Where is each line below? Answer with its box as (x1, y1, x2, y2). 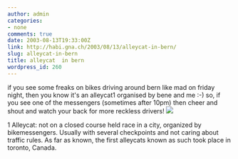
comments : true (7, 30, 53, 38)
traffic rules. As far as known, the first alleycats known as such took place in (7, 135, 232, 144)
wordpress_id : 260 (7, 63, 62, 71)
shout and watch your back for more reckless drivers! (7, 106, 165, 115)
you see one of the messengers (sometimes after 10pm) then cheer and (7, 98, 218, 107)
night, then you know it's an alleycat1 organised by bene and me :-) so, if (7, 91, 221, 99)
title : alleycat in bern (7, 57, 84, 64)
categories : (7, 17, 43, 24)
